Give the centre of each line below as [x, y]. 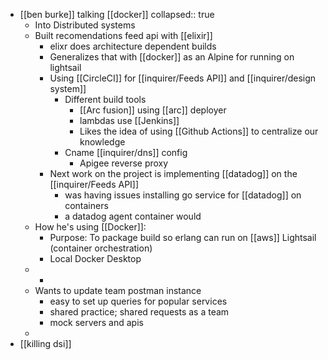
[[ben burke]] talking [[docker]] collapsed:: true [117, 14]
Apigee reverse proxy [124, 163]
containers [86, 205]
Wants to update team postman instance [118, 290]
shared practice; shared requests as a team [139, 312]
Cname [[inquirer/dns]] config [126, 152]
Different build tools [105, 99]
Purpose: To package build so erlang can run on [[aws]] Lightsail [183, 237]
